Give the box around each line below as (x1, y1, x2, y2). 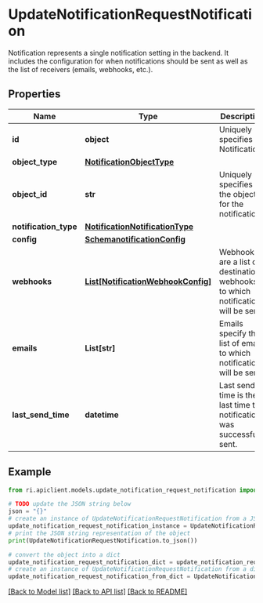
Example (8, 465, 52, 479)
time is (218, 390, 244, 401)
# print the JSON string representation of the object (8, 529, 191, 537)
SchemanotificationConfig (85, 234, 186, 245)
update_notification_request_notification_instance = (8, 522, 188, 530)
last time (218, 399, 250, 410)
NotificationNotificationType (85, 221, 194, 232)
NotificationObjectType (85, 156, 175, 167)
